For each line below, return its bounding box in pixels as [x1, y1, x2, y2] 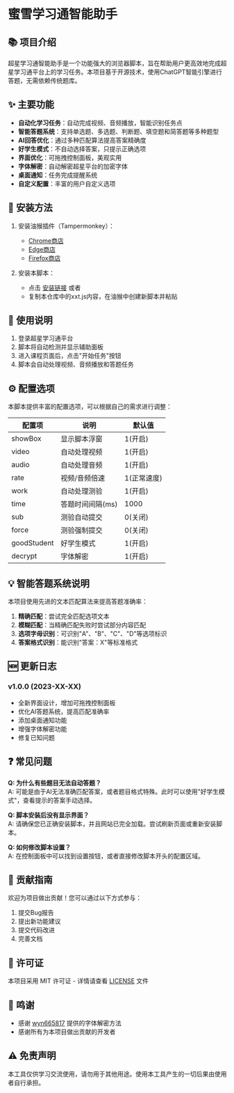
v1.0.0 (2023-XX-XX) [8, 682, 82, 691]
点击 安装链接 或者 [28, 283, 81, 292]
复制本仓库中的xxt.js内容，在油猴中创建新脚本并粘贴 [28, 292, 178, 300]
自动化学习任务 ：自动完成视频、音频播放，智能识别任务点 [17, 118, 183, 127]
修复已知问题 [17, 733, 55, 741]
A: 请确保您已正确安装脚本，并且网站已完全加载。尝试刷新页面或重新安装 [8, 819, 217, 828]
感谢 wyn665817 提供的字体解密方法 [17, 1019, 122, 1027]
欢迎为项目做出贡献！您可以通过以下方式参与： [8, 894, 142, 902]
